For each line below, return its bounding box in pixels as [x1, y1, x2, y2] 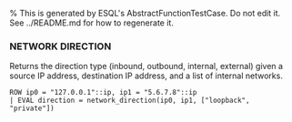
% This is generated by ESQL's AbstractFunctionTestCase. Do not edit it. [9, 8, 281, 18]
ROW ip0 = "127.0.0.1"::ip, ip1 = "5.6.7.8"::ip [9, 88, 197, 97]
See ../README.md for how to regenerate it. [9, 17, 175, 28]
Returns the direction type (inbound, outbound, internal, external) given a [9, 61, 284, 72]
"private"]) [9, 104, 55, 113]
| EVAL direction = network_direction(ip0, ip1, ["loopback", [9, 96, 250, 106]
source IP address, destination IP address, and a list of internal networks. [9, 70, 284, 81]
